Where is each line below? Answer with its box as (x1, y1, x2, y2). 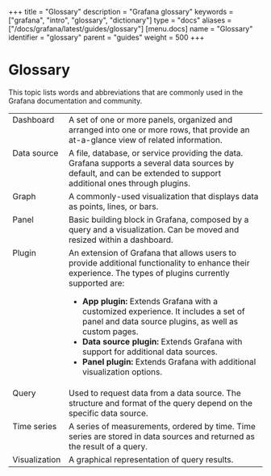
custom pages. (81, 326, 139, 337)
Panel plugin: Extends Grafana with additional (81, 356, 256, 367)
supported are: (68, 278, 125, 289)
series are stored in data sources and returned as (68, 431, 256, 442)
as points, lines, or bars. (68, 201, 159, 212)
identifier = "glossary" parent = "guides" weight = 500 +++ (8, 32, 205, 42)
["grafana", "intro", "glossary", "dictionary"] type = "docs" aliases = (8, 15, 232, 25)
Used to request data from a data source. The (68, 387, 241, 399)
